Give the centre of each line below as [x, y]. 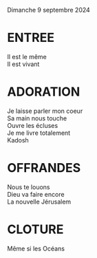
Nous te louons [29, 187]
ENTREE [31, 38]
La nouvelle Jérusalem [39, 202]
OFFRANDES [44, 168]
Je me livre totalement [39, 133]
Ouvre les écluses [33, 125]
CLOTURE [35, 229]
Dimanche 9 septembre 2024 [49, 10]
